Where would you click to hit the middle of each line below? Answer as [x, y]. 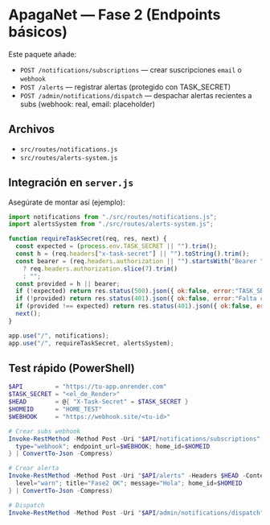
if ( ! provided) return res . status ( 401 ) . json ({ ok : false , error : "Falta [136, 299]
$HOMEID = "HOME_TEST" [55, 409]
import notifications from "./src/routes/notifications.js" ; [113, 217]
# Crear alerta [34, 469]
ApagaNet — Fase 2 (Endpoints [115, 15]
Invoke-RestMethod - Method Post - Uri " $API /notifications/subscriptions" [135, 439]
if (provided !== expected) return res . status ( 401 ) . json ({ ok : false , [134, 306]
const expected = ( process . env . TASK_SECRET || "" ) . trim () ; [117, 246]
